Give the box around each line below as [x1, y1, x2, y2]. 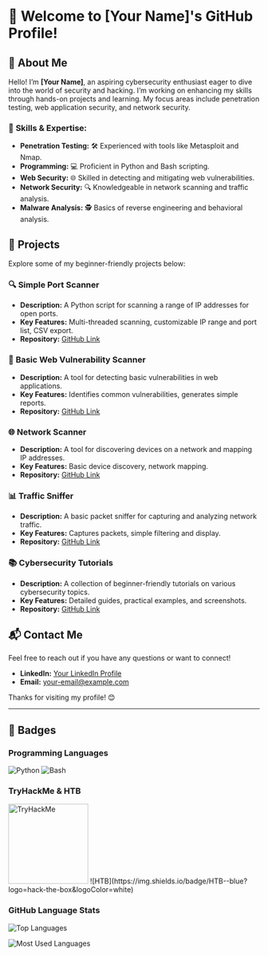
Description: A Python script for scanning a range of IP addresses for [19, 300, 250, 310]
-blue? [226, 876, 248, 886]
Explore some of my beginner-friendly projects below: [8, 259, 186, 268]
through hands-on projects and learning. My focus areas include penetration [8, 94, 260, 103]
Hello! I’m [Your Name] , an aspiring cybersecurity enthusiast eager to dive [8, 77, 253, 86]
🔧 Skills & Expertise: [8, 122, 88, 133]
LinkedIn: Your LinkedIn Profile [19, 668, 122, 678]
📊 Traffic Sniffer [8, 490, 74, 502]
